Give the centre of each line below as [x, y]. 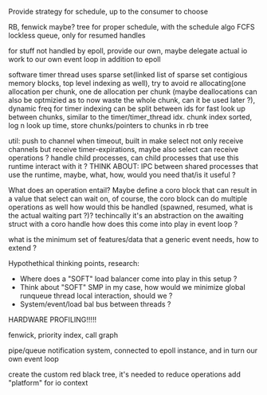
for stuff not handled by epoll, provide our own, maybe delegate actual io [128, 51]
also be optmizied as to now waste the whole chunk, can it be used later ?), [132, 100]
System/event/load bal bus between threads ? [95, 304]
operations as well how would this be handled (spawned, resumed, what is [131, 207]
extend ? [23, 248]
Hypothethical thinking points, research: [74, 263]
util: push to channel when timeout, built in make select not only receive [126, 141]
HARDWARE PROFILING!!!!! [53, 319]
